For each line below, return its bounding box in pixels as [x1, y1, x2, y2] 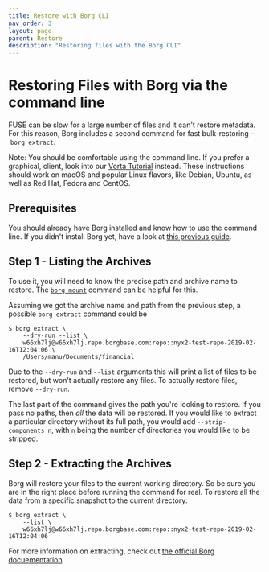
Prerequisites [8, 202, 77, 216]
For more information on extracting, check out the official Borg [8, 546, 215, 556]
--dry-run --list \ [22, 331, 88, 339]
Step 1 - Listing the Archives [8, 255, 152, 269]
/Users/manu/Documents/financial [22, 352, 135, 360]
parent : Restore [8, 34, 63, 43]
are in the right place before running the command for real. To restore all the [8, 487, 260, 496]
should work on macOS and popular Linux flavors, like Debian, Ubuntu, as [8, 170, 252, 179]
